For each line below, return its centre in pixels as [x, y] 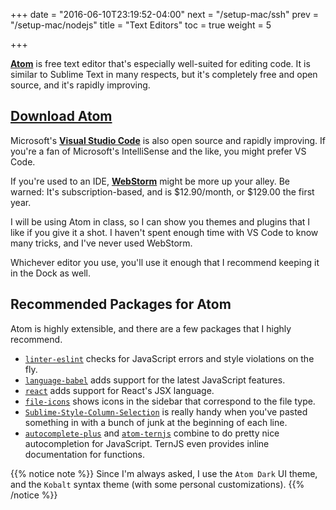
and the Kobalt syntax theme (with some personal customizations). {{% [157, 484]
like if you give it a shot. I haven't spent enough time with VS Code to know [164, 232]
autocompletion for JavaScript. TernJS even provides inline [147, 443]
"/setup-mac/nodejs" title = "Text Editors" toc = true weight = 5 [141, 25]
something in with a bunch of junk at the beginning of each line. [156, 422]
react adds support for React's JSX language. [119, 390]
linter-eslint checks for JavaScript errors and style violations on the [169, 358]
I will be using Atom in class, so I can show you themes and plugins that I [160, 221]
